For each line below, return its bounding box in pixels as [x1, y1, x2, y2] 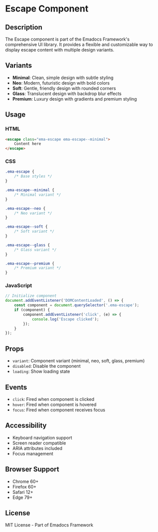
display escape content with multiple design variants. [5, 47, 115, 53]
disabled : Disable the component [12, 363, 81, 369]
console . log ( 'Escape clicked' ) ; [31, 316, 99, 322]
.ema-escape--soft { [5, 224, 48, 229]
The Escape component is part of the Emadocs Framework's [5, 36, 130, 42]
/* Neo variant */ [14, 211, 52, 216]
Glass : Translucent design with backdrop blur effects [12, 91, 122, 97]
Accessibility [5, 421, 47, 430]
